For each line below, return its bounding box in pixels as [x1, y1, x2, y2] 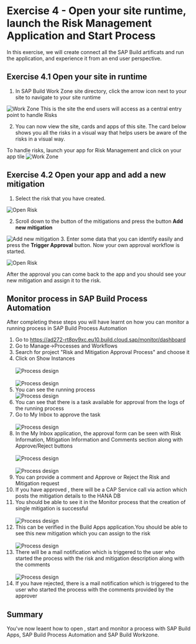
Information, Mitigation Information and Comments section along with [15, 436, 183, 443]
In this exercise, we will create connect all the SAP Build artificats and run [6, 48, 184, 55]
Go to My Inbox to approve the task [15, 411, 101, 418]
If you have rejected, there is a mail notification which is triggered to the [15, 580, 189, 587]
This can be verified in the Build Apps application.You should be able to [15, 523, 188, 530]
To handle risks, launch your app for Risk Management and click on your [6, 146, 181, 154]
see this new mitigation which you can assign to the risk [15, 530, 151, 537]
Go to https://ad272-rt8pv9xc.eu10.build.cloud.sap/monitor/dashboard [15, 336, 186, 343]
